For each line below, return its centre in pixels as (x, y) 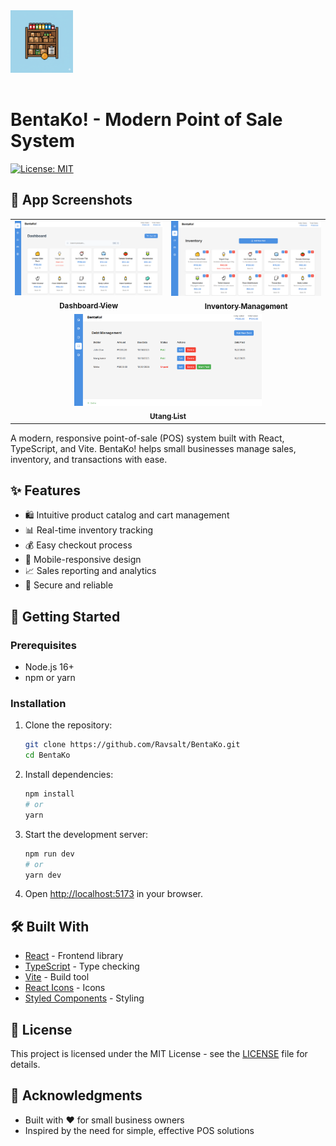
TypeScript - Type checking (82, 966)
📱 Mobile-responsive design (83, 560)
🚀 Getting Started (65, 616)
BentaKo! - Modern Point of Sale (146, 120)
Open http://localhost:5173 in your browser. (113, 894)
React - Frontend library (74, 956)
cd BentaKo (47, 755)
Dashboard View (89, 306)
